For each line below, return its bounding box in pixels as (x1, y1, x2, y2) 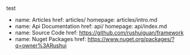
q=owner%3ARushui (14, 42, 67, 49)
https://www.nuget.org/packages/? (87, 36, 175, 42)
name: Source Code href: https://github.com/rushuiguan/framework (14, 29, 184, 36)
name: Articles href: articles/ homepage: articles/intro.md (14, 16, 158, 23)
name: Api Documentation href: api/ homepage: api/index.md (14, 23, 167, 30)
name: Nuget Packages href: (14, 36, 86, 42)
